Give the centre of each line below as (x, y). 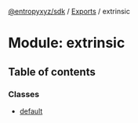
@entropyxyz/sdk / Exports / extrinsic (69, 11)
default (31, 111)
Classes (24, 94)
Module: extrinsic (67, 43)
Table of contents (52, 72)
